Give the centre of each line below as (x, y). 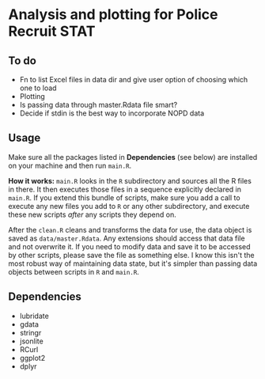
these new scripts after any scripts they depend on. (92, 214)
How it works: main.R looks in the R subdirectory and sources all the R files (130, 180)
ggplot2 (32, 358)
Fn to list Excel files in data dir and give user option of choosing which (134, 80)
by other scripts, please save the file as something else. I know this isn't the (131, 255)
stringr (30, 332)
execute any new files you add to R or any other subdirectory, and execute (129, 206)
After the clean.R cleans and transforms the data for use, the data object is (130, 229)
